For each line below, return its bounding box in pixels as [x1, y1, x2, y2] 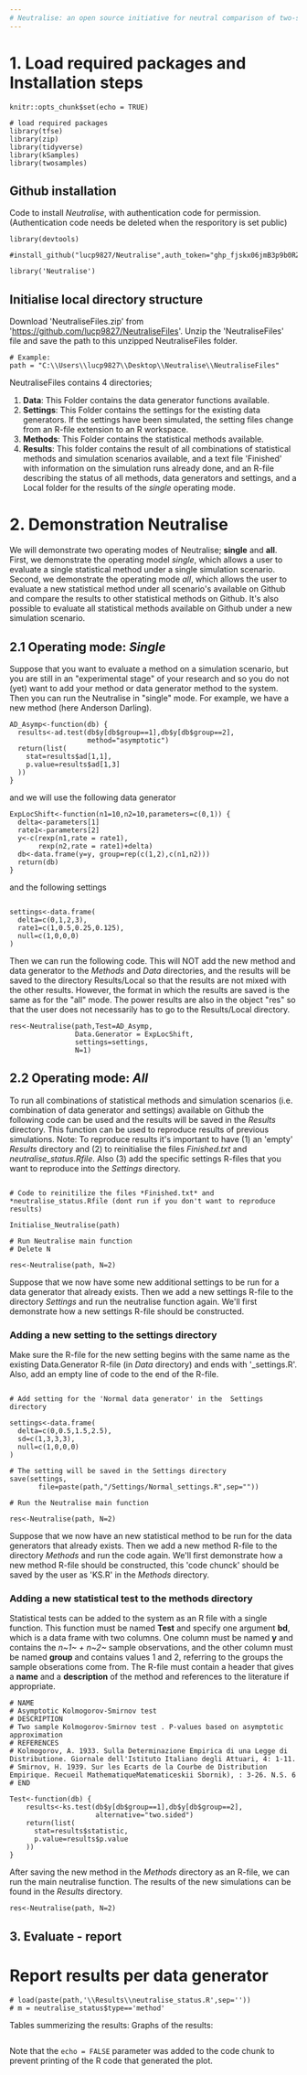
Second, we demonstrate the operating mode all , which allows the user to [9, 573, 288, 585]
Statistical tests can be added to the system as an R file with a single [9, 1613, 268, 1624]
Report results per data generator [9, 1965, 270, 1985]
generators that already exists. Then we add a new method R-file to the [9, 1540, 278, 1551]
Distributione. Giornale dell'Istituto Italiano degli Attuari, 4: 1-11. [9, 1755, 297, 1764]
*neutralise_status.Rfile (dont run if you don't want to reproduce [9, 1196, 276, 1205]
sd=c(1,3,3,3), [17, 1435, 76, 1444]
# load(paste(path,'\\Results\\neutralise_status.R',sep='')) [9, 1995, 251, 2005]
